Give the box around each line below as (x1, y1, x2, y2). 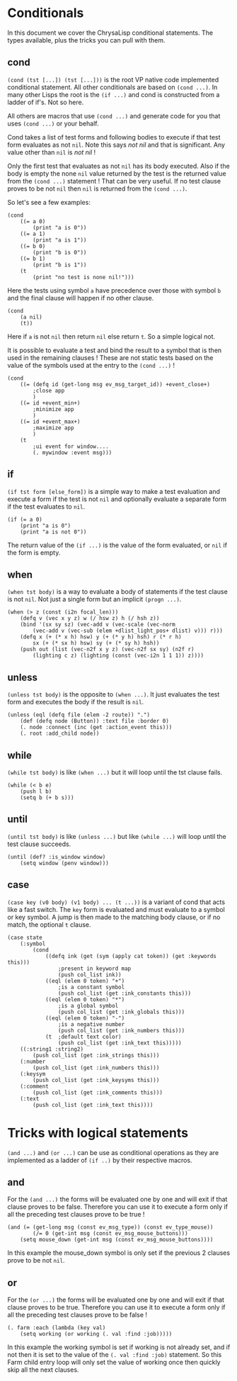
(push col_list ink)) (57, 971, 122, 979)
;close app (33, 387, 65, 394)
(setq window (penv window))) (20, 859, 110, 867)
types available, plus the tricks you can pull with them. (7, 35, 166, 44)
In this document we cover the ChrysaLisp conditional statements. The (7, 28, 214, 37)
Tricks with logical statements (7, 1124, 189, 1141)
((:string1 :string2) (20, 1045, 83, 1053)
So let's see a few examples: (7, 198, 91, 206)
